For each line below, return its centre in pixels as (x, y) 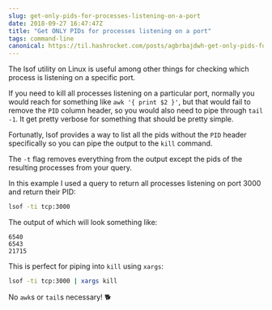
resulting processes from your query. (70, 168)
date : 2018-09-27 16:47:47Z (56, 23)
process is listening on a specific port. (72, 78)
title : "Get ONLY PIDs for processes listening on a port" (110, 31)
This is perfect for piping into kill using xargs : (86, 266)
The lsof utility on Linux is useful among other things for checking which (129, 69)
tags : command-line (41, 38)
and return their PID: (42, 192)
